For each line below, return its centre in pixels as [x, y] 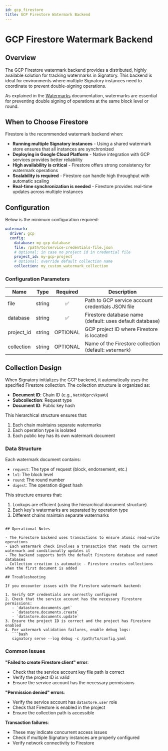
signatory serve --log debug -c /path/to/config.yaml [69, 639]
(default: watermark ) [108, 350]
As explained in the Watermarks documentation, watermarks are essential [81, 95]
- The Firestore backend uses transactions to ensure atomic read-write [82, 538]
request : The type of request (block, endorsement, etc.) [70, 469]
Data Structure [23, 448]
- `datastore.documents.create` [45, 613]
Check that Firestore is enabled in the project [59, 707]
